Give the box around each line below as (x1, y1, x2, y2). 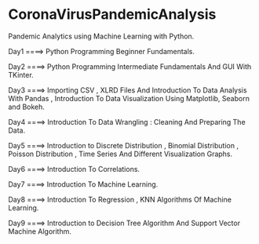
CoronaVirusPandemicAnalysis (8, 5, 217, 24)
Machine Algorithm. (8, 226, 72, 236)
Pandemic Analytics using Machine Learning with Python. (8, 31, 195, 41)
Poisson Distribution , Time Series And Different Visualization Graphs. (8, 149, 233, 158)
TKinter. (8, 70, 34, 79)
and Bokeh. (8, 102, 46, 111)
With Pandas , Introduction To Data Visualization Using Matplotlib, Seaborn (8, 93, 250, 103)
